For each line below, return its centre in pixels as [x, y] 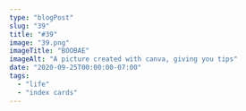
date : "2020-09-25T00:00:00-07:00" [76, 68]
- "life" [34, 84]
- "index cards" [47, 92]
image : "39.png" [39, 43]
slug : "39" [30, 26]
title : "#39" [34, 34]
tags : [19, 76]
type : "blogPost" [42, 17]
